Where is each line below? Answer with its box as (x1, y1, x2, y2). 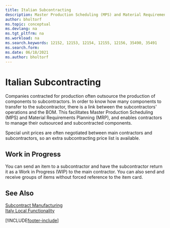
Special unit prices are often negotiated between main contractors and (5, 130, 153, 136)
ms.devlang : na (5, 26, 37, 31)
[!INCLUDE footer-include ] (5, 217, 59, 223)
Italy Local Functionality (5, 207, 55, 213)
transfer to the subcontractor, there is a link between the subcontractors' (5, 104, 157, 110)
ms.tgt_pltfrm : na (5, 31, 44, 36)
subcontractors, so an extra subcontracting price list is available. (5, 135, 140, 141)
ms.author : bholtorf (5, 54, 49, 60)
